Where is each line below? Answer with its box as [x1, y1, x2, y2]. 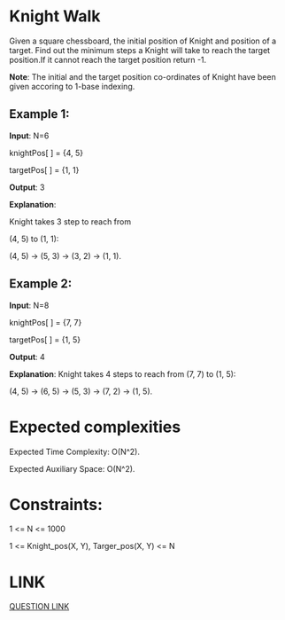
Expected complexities [9, 417, 181, 436]
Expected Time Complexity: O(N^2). [9, 446, 140, 457]
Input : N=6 [9, 130, 50, 141]
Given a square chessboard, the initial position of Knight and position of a [9, 35, 277, 46]
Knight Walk [9, 6, 101, 27]
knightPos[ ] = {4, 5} [9, 147, 84, 158]
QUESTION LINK [9, 601, 70, 612]
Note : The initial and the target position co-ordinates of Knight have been [9, 71, 276, 82]
